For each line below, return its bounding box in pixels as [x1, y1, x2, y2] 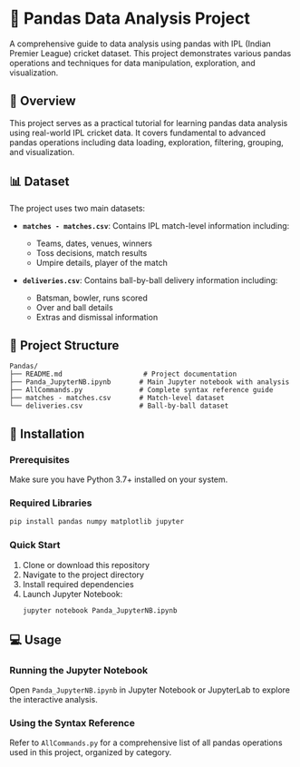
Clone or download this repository [22, 559, 150, 570]
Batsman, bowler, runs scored [35, 292, 148, 303]
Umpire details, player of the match [35, 257, 168, 268]
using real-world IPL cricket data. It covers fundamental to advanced [9, 127, 266, 138]
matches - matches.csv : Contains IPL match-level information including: [22, 220, 290, 231]
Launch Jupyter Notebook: [22, 588, 123, 599]
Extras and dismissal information [35, 311, 159, 322]
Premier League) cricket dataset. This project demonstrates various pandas [9, 47, 292, 58]
